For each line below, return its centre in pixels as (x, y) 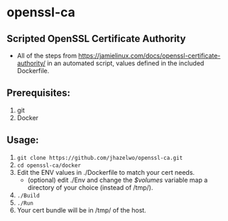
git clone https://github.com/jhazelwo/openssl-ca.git (100, 158)
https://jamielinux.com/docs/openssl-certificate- (150, 55)
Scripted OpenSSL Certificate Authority (96, 39)
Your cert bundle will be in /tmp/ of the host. (81, 210)
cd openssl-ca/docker (49, 165)
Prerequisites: (38, 93)
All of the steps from (47, 55)
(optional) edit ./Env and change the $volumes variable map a (118, 180)
